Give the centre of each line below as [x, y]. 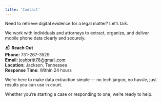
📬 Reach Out [19, 48]
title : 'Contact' [23, 9]
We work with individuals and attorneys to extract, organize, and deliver [77, 33]
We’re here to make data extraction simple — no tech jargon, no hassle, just [81, 79]
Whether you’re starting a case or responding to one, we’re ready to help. [79, 94]
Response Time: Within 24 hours [39, 70]
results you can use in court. [34, 85]
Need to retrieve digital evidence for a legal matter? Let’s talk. [67, 23]
